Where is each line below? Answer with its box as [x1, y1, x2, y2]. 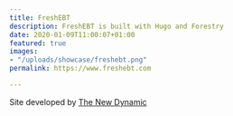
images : [9, 47, 39, 56]
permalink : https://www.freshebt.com [9, 64, 152, 73]
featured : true [9, 38, 67, 48]
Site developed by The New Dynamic [9, 96, 147, 107]
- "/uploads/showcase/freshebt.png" [9, 55, 147, 64]
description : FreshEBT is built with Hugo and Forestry [9, 22, 224, 31]
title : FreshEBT [9, 13, 70, 23]
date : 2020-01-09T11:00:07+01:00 [9, 30, 135, 39]
